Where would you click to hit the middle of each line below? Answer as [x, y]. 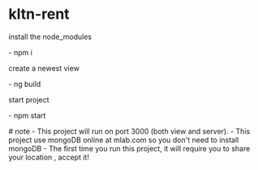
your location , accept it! [49, 157]
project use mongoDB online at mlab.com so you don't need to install [124, 140]
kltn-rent [39, 14]
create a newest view [44, 68]
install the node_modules [50, 37]
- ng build [25, 84]
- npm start [27, 116]
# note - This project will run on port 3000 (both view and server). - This [129, 131]
